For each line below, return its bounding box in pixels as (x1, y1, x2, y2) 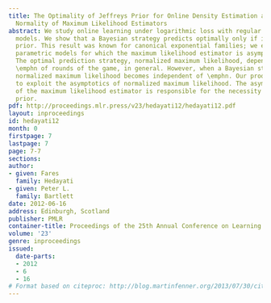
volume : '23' (8, 229, 52, 238)
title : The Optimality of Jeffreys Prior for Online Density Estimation (8, 11, 258, 20)
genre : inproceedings (8, 238, 81, 246)
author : (8, 162, 35, 170)
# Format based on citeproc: (8, 282, 106, 291)
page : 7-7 (8, 147, 42, 155)
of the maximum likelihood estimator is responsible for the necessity (15, 86, 262, 95)
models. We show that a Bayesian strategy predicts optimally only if (15, 34, 258, 43)
